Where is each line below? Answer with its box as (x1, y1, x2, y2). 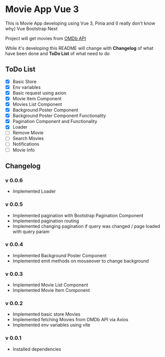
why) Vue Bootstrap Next (5, 25, 58, 31)
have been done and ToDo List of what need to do (5, 50, 110, 56)
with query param (12, 228, 49, 234)
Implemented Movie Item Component (12, 287, 90, 293)
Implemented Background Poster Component (12, 252, 107, 258)
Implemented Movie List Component (12, 282, 88, 288)
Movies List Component (12, 101, 62, 107)
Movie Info (12, 147, 35, 153)
